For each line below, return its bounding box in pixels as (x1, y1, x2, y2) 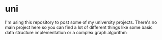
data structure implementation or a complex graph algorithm (5, 29, 127, 35)
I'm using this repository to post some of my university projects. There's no (5, 19, 157, 25)
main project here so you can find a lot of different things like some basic (5, 24, 153, 30)
